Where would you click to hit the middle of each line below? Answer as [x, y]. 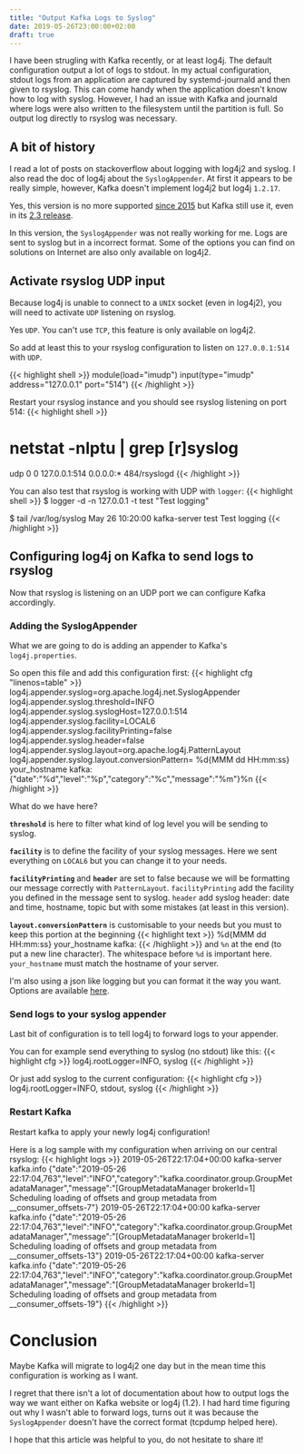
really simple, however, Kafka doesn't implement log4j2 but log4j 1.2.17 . [145, 188]
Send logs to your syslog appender [88, 1014]
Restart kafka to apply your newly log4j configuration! [110, 1132]
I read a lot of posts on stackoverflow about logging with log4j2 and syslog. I [152, 169]
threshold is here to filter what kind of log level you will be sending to [139, 824]
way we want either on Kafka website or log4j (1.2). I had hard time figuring [150, 1402]
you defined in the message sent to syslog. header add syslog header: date [150, 898]
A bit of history [52, 147]
